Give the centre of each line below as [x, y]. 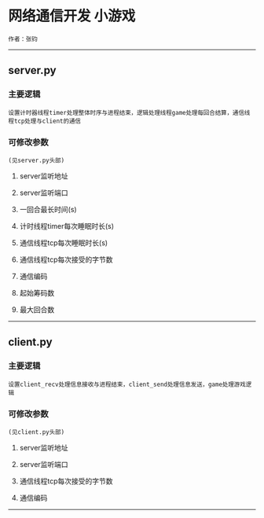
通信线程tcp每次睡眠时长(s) [64, 242]
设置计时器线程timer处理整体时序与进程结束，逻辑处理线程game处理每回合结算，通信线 [129, 112]
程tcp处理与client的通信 [44, 121]
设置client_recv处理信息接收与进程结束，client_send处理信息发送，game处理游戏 [127, 384]
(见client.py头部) [37, 432]
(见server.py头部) [37, 160]
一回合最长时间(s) [48, 209]
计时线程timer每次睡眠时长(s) [67, 226]
